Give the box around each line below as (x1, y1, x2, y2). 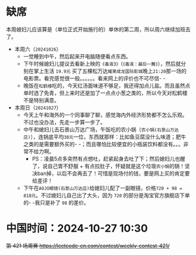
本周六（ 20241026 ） (14, 45, 62, 53)
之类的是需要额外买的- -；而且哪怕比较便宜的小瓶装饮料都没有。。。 (23, 140, 184, 147)
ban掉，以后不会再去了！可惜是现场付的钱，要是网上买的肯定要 (37, 170, 190, 177)
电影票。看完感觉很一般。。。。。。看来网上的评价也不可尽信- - (23, 74, 166, 82)
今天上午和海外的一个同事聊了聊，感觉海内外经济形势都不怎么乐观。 (23, 111, 188, 118)
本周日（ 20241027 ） (14, 104, 62, 111)
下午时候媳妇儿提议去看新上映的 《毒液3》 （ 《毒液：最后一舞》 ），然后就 (23, 60, 181, 67)
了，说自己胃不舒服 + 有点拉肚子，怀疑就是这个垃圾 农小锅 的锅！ (32, 162, 185, 170)
